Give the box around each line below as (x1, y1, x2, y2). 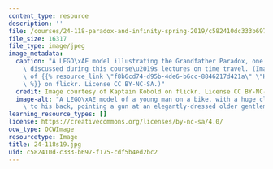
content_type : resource (8, 11, 89, 20)
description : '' (8, 19, 63, 28)
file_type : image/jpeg (8, 42, 85, 50)
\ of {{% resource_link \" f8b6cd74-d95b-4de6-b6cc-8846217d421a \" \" (23, 72, 264, 80)
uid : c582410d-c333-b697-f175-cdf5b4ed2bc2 (8, 148, 158, 156)
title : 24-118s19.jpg (8, 140, 82, 149)
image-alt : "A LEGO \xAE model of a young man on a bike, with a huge (15, 95, 256, 103)
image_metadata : (8, 50, 63, 58)
